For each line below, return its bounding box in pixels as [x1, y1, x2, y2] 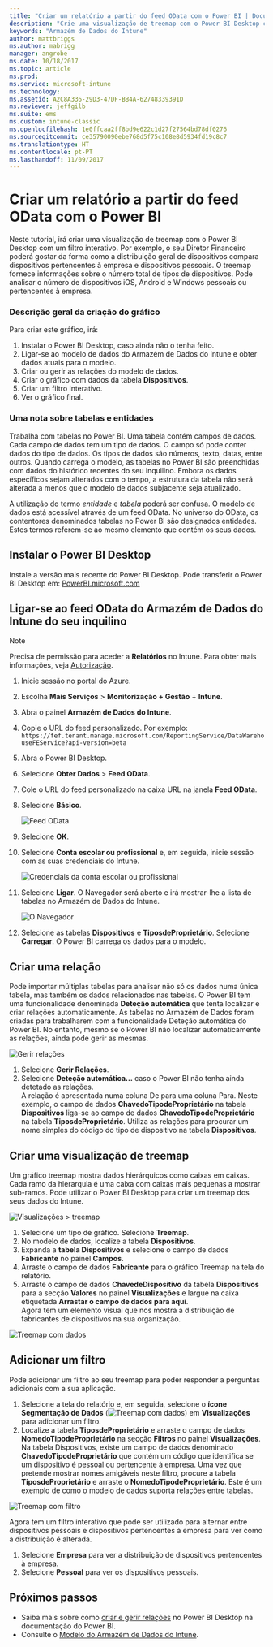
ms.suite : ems [9, 110, 58, 119]
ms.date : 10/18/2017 [9, 58, 79, 66]
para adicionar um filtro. [20, 1416, 102, 1426]
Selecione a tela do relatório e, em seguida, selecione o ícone [20, 1398, 228, 1409]
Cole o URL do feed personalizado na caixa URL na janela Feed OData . [20, 785, 258, 794]
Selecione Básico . [20, 801, 82, 811]
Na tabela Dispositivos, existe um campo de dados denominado [20, 1442, 234, 1452]
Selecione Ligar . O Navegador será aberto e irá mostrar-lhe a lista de [20, 888, 252, 897]
